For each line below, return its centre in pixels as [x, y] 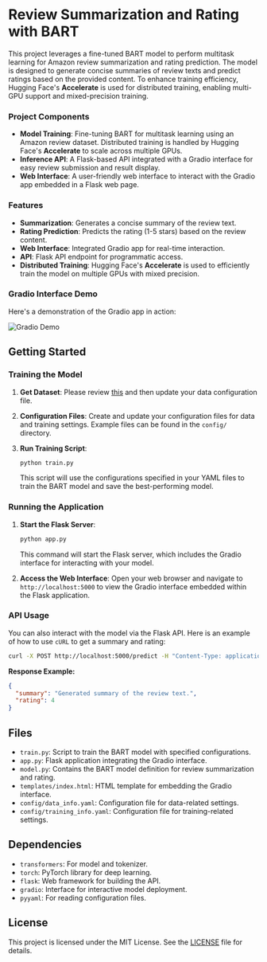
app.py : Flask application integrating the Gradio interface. [113, 761]
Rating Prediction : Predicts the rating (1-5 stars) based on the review [133, 231]
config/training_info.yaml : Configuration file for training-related [126, 811]
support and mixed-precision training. [87, 96]
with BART [44, 31]
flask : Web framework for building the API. [90, 881]
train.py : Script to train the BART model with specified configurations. [135, 752]
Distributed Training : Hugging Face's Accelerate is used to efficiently [135, 265]
